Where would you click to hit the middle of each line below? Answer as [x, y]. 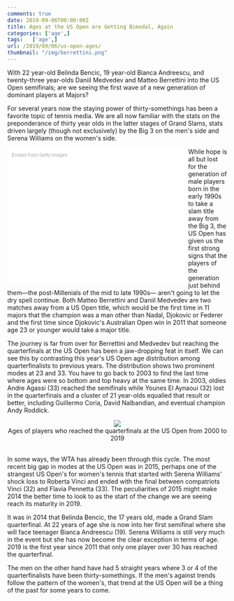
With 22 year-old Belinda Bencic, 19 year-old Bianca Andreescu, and [106, 72]
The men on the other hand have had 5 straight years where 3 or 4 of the [112, 567]
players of [203, 263]
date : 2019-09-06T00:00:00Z [48, 20]
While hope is [208, 152]
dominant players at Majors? [48, 94]
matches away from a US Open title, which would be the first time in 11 [108, 307]
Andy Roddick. [28, 410]
